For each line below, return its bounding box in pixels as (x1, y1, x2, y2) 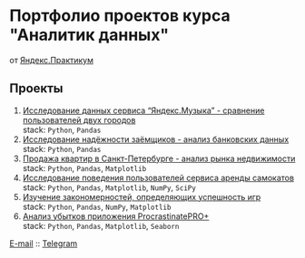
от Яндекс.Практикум (9, 54, 93, 65)
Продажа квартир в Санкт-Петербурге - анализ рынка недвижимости (22, 153, 296, 164)
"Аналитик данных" (9, 24, 170, 45)
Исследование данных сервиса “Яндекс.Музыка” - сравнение (22, 105, 265, 116)
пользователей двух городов (22, 114, 136, 125)
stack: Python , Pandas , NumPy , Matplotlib (22, 201, 172, 212)
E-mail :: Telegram (9, 237, 78, 249)
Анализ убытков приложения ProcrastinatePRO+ (22, 210, 210, 222)
